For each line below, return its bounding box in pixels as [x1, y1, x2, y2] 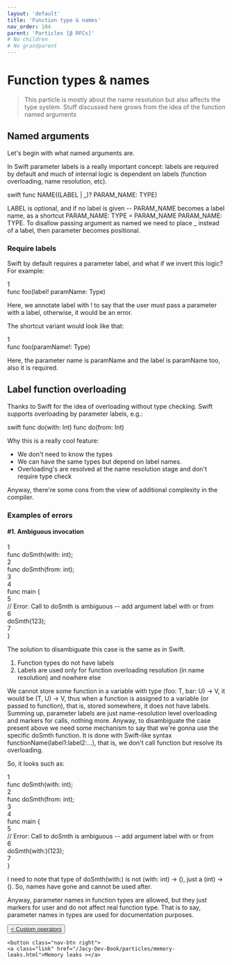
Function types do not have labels [17, 658, 115, 667]
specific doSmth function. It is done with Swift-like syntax [7, 731, 172, 739]
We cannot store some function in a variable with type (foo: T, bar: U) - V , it [7, 686, 226, 695]
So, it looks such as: [7, 759, 65, 768]
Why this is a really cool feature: [7, 436, 99, 445]
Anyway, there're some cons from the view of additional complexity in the [7, 485, 218, 494]
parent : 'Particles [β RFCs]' [7, 29, 95, 37]
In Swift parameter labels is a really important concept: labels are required [7, 162, 219, 170]
